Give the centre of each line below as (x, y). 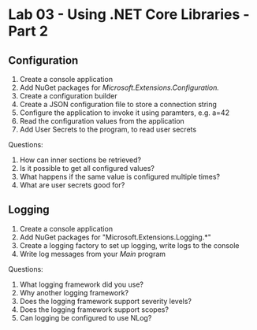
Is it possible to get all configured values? (87, 168)
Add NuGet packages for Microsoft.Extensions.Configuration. (119, 87)
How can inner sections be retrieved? (80, 160)
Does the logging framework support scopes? (94, 310)
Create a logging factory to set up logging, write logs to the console (129, 245)
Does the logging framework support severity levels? (105, 301)
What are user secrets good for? (72, 185)
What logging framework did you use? (82, 284)
